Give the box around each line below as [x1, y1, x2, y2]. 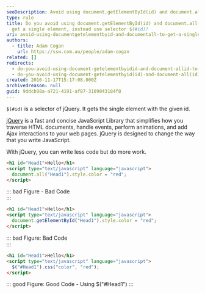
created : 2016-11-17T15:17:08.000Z [6, 77, 97, 83]
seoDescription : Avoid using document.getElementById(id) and [6, 9, 168, 15]
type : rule [6, 15, 34, 21]
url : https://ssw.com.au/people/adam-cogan [17, 49, 130, 55]
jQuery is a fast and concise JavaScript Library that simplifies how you [6, 117, 184, 124]
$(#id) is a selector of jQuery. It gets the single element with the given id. [6, 105, 190, 112]
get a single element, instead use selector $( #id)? [12, 26, 149, 32]
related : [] [6, 54, 37, 60]
